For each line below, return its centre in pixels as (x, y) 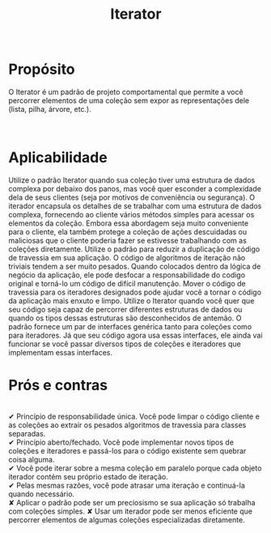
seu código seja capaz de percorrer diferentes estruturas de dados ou (125, 309)
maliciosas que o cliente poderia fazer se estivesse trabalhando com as (127, 240)
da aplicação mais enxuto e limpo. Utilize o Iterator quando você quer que (131, 300)
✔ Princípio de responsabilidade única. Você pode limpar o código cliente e (134, 416)
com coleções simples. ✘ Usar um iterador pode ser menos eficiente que (131, 511)
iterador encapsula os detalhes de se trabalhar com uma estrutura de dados (135, 206)
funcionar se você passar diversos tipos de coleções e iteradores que (125, 344)
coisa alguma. (32, 459)
